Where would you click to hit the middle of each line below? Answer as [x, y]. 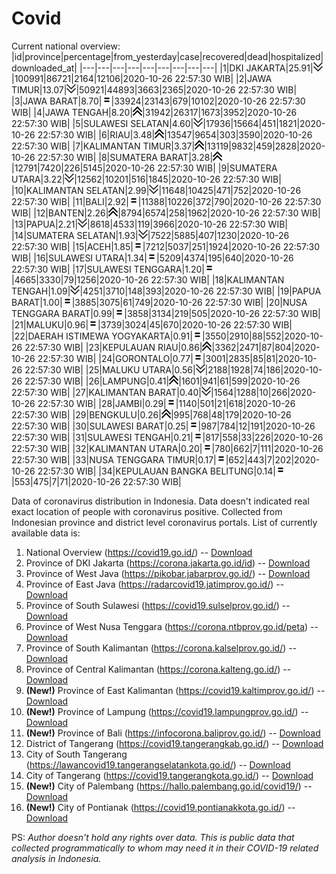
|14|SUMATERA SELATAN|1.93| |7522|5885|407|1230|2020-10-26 [150, 235]
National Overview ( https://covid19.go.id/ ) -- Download [139, 552]
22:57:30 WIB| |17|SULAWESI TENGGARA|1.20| [108, 269]
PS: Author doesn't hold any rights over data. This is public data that [153, 837]
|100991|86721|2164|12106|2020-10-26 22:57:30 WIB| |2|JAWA [142, 78]
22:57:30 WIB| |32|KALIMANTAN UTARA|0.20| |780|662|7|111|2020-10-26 [167, 448]
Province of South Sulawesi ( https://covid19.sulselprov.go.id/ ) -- [158, 605]
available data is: [46, 533]
